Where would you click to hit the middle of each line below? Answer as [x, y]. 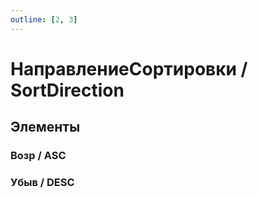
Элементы [45, 127]
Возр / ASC [38, 156]
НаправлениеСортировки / [129, 68]
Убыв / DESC [42, 183]
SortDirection [67, 90]
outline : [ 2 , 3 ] [44, 19]
